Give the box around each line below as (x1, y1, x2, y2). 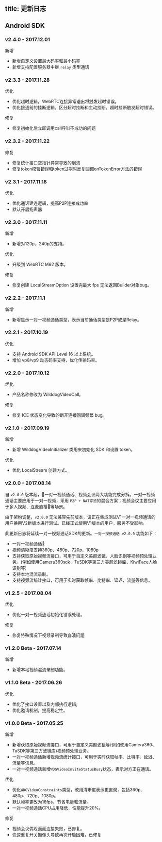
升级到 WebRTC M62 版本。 (12, 262, 68, 268)
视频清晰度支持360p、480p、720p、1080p (12, 547, 99, 553)
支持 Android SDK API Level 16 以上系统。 (12, 351, 96, 357)
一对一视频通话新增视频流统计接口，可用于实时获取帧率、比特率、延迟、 (12, 753, 157, 760)
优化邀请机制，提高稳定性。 (12, 707, 68, 713)
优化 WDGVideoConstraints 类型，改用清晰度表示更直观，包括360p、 (12, 787, 145, 792)
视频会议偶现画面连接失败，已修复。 (12, 825, 85, 831)
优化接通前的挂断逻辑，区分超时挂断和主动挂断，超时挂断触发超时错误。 (12, 105, 157, 110)
